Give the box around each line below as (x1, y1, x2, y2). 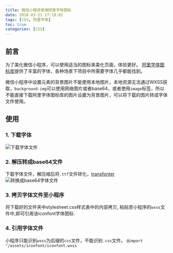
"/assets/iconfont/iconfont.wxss (5, 243, 77, 248)
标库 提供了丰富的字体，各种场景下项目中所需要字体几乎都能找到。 (5, 68, 145, 74)
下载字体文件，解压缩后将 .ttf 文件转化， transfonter (5, 171, 115, 177)
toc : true (5, 22, 27, 27)
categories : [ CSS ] (5, 27, 45, 32)
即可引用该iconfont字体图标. (15, 210, 76, 216)
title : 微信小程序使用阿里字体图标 (5, 7, 72, 13)
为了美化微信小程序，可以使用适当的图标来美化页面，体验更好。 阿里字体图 (5, 61, 165, 67)
